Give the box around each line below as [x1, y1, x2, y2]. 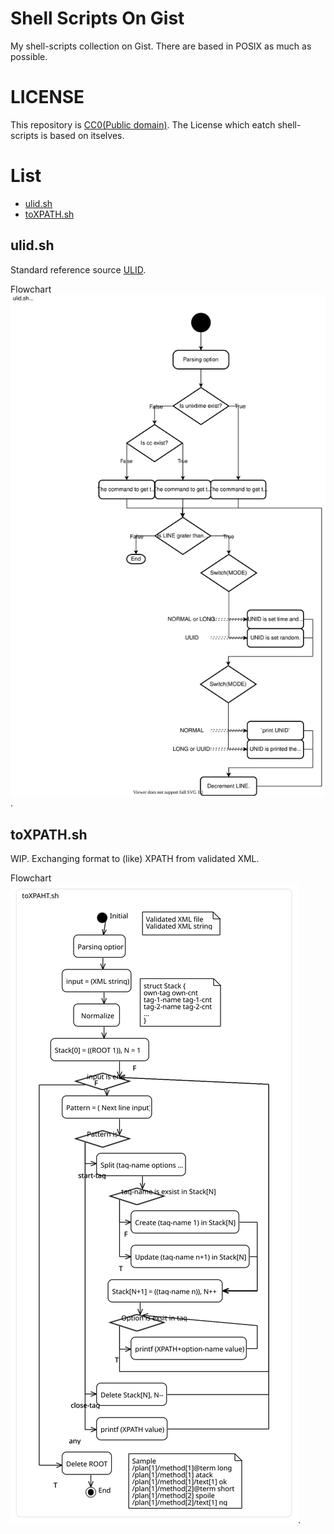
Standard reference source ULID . [10, 263, 147, 276]
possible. [10, 50, 48, 62]
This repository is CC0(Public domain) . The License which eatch [10, 118, 276, 131]
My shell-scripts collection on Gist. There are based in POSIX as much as [10, 40, 312, 52]
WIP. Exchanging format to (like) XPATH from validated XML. [10, 853, 260, 865]
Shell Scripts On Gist [10, 7, 185, 30]
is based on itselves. [40, 129, 125, 141]
